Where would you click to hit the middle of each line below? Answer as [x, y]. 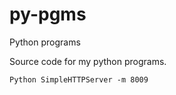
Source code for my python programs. [88, 61]
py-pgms [48, 14]
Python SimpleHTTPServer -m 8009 [79, 79]
